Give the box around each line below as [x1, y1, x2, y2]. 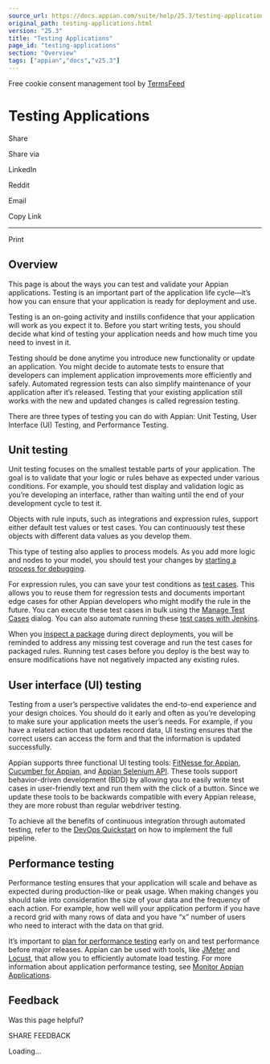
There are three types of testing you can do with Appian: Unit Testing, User [8, 411, 257, 421]
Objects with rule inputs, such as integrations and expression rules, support [8, 514, 259, 524]
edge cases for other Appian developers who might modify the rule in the [8, 597, 252, 606]
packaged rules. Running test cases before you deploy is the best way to [8, 647, 250, 656]
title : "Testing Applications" [8, 34, 113, 43]
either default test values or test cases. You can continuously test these [8, 523, 245, 532]
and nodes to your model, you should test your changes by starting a [8, 556, 237, 565]
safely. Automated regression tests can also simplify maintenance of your [8, 379, 252, 388]
